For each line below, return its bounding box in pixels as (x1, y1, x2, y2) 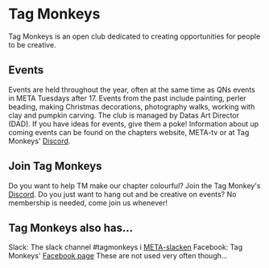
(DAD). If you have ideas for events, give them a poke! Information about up (8, 118, 259, 129)
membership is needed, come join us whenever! (8, 198, 168, 208)
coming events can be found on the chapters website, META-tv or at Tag (8, 127, 250, 137)
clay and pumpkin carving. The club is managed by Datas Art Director (8, 110, 240, 120)
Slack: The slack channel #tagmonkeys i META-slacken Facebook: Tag (8, 242, 243, 252)
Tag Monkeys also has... (8, 221, 134, 234)
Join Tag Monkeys (8, 159, 102, 173)
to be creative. (8, 39, 56, 49)
